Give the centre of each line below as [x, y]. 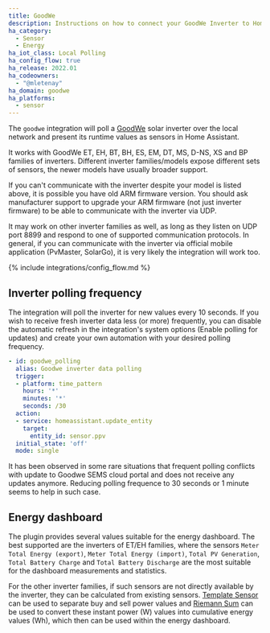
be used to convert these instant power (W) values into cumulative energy [131, 612]
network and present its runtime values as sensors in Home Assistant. [124, 137]
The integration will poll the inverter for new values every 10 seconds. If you [134, 312]
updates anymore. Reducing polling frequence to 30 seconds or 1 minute [129, 483]
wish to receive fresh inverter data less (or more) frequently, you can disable [135, 321]
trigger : [30, 376]
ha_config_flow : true [45, 61]
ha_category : [30, 31]
